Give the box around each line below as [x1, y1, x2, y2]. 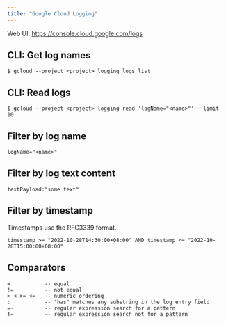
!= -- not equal [7, 286, 82, 293]
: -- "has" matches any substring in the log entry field [7, 299, 210, 306]
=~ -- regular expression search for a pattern [7, 304, 176, 312]
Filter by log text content [7, 168, 116, 180]
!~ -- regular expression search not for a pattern [7, 310, 188, 317]
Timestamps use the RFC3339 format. [7, 223, 117, 232]
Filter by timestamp [7, 205, 94, 216]
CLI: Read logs [7, 86, 71, 98]
